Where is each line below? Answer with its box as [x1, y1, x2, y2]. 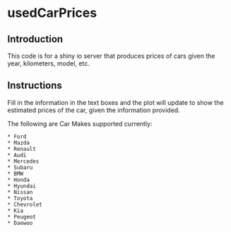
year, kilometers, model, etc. [7, 59, 90, 68]
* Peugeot [7, 213, 37, 220]
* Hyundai [7, 182, 37, 190]
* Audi [7, 152, 27, 159]
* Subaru [7, 164, 33, 171]
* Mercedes [7, 157, 40, 165]
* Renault [7, 145, 37, 152]
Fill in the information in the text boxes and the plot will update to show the [7, 98, 224, 106]
